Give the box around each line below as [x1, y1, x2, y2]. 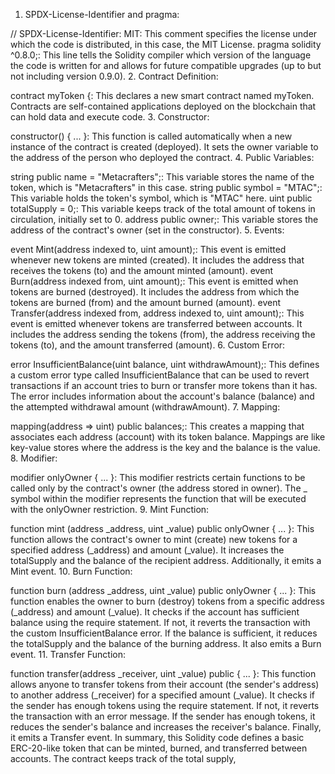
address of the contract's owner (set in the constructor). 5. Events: [10, 224, 285, 236]
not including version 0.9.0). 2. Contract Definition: [10, 70, 219, 82]
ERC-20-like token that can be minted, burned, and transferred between [10, 742, 308, 754]
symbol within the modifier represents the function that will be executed [10, 493, 307, 504]
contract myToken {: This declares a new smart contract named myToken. [10, 90, 315, 101]
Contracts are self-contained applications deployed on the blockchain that [10, 100, 317, 112]
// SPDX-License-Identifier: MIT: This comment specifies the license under [10, 28, 318, 39]
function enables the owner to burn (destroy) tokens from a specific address [10, 595, 325, 607]
